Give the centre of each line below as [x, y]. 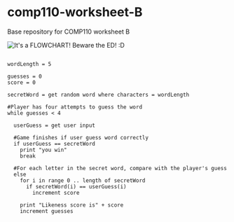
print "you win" [44, 150]
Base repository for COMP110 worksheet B [69, 32]
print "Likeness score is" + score [72, 205]
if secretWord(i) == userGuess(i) [76, 186]
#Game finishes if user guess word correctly [81, 137]
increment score [56, 193]
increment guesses [47, 211]
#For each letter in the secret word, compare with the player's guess [121, 168]
